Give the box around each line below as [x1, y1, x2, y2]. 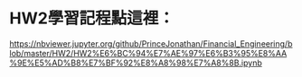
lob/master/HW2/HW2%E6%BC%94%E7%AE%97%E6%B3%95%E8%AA [9, 47, 288, 58]
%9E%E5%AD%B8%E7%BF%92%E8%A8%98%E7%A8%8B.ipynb [9, 57, 262, 68]
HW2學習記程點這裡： [9, 8, 175, 29]
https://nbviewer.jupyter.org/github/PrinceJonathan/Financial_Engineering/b [9, 38, 293, 49]
